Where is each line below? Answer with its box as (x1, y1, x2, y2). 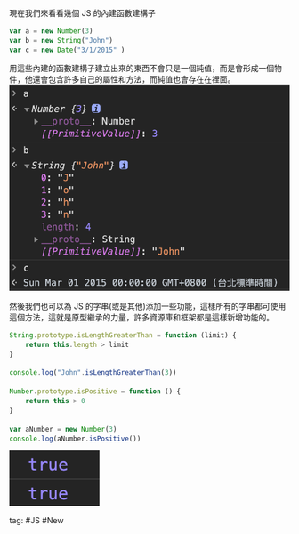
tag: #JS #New (9, 515, 64, 526)
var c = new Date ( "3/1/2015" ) (9, 45, 125, 54)
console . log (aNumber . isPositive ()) (9, 434, 141, 443)
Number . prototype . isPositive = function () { (9, 387, 181, 396)
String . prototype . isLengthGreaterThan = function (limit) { (9, 330, 238, 340)
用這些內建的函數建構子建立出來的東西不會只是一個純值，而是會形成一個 (9, 62, 274, 73)
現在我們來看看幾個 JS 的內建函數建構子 (9, 8, 156, 18)
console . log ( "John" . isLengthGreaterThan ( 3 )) (9, 368, 177, 377)
